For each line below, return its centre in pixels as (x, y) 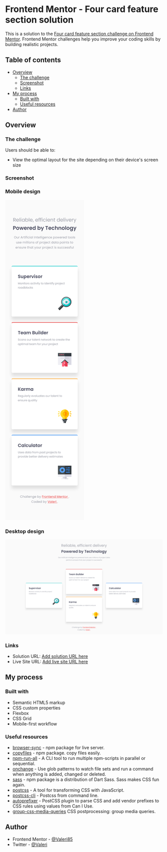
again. (19, 784)
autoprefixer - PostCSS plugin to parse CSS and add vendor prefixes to (86, 800)
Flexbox (20, 713)
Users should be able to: (30, 150)
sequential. (24, 763)
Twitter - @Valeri (30, 844)
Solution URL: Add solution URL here (50, 656)
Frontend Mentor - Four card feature (82, 9)
